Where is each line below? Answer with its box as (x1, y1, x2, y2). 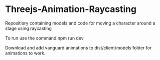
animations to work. (5, 50, 46, 56)
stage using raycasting (5, 25, 52, 31)
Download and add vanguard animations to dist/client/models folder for (5, 44, 152, 50)
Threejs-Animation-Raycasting (5, 3, 137, 15)
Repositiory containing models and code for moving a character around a (5, 20, 156, 26)
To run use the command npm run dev (5, 35, 84, 41)
